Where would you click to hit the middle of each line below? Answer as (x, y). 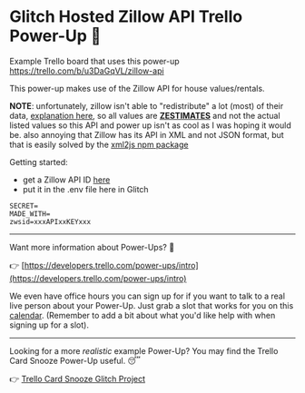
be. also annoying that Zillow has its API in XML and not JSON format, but (147, 134)
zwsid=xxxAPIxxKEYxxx (50, 221)
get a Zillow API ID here (66, 180)
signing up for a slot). (49, 325)
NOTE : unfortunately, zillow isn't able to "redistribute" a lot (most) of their (147, 105)
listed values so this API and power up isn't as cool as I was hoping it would (151, 125)
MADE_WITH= (30, 214)
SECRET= (24, 206)
